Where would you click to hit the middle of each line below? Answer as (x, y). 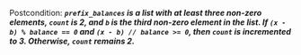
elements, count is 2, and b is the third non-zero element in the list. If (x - (148, 22)
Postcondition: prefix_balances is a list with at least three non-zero (136, 13)
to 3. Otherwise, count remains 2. (72, 41)
